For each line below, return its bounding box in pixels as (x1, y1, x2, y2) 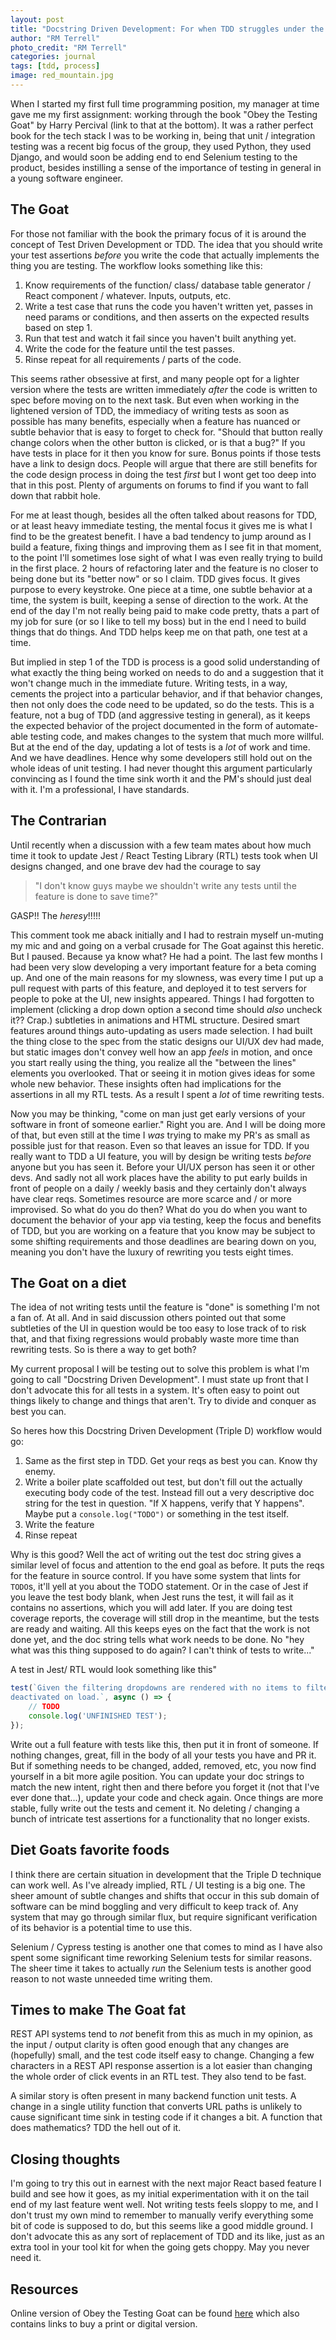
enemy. (24, 1466, 56, 1478)
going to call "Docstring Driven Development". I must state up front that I (10, 1374, 309, 1386)
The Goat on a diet (10, 1274, 127, 1291)
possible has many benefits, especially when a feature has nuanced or (10, 415, 301, 427)
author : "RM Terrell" (10, 33, 101, 43)
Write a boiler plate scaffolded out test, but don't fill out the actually (24, 1476, 303, 1488)
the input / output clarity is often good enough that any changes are (10, 2039, 290, 2051)
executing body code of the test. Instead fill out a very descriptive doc (24, 1487, 315, 1499)
